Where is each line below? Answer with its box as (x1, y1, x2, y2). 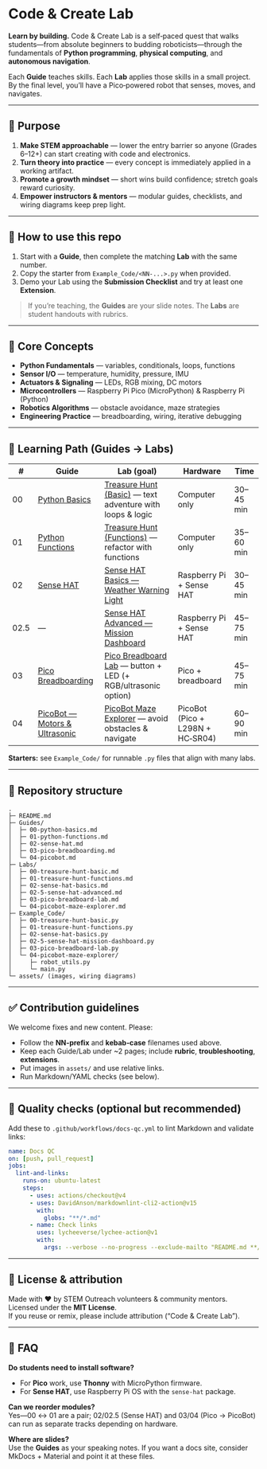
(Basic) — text (104, 489, 157, 500)
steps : (22, 1184, 44, 1192)
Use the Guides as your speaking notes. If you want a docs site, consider (8, 1443, 249, 1452)
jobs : (8, 1162, 26, 1170)
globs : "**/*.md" (43, 1213, 102, 1222)
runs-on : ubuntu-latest (22, 1177, 102, 1185)
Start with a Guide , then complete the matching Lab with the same (19, 252, 238, 261)
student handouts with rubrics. (27, 309, 129, 318)
